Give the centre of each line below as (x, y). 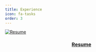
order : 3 (14, 18)
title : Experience (24, 9)
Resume (81, 45)
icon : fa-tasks (20, 14)
